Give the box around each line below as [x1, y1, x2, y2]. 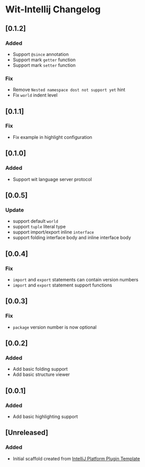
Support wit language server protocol [12, 176, 92, 182]
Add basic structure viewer [12, 371, 70, 378]
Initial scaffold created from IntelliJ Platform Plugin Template [12, 455, 140, 461]
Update [5, 206, 24, 213]
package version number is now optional [12, 324, 97, 330]
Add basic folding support [12, 366, 68, 372]
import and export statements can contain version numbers [12, 276, 138, 282]
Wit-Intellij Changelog [5, 4, 101, 15]
